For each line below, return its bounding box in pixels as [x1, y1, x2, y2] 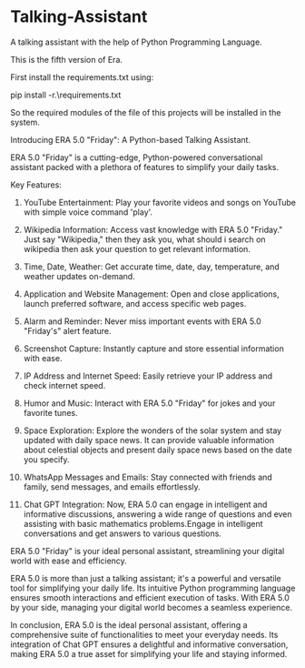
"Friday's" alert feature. [23, 325, 112, 336]
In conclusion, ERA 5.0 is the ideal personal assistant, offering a [10, 619, 248, 630]
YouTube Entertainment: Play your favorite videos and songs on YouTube [23, 197, 296, 207]
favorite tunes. [23, 407, 78, 418]
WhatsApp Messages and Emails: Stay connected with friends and [23, 471, 273, 482]
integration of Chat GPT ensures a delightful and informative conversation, [10, 639, 289, 650]
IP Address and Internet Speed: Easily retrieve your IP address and [23, 370, 273, 381]
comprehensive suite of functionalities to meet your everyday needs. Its [10, 629, 279, 640]
